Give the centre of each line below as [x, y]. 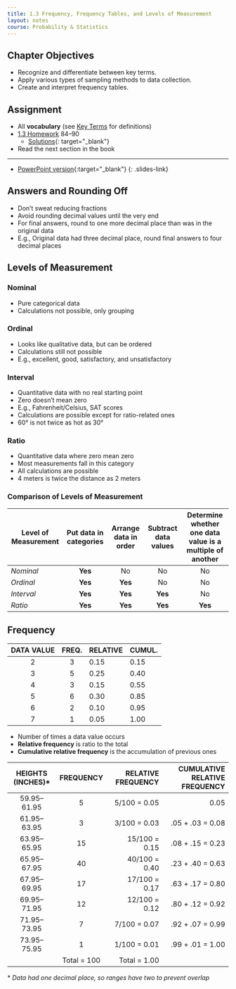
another [205, 559]
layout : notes [28, 20]
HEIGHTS [32, 773]
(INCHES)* [32, 782]
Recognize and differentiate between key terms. [87, 73]
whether [205, 524]
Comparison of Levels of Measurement [75, 497]
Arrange [126, 528]
